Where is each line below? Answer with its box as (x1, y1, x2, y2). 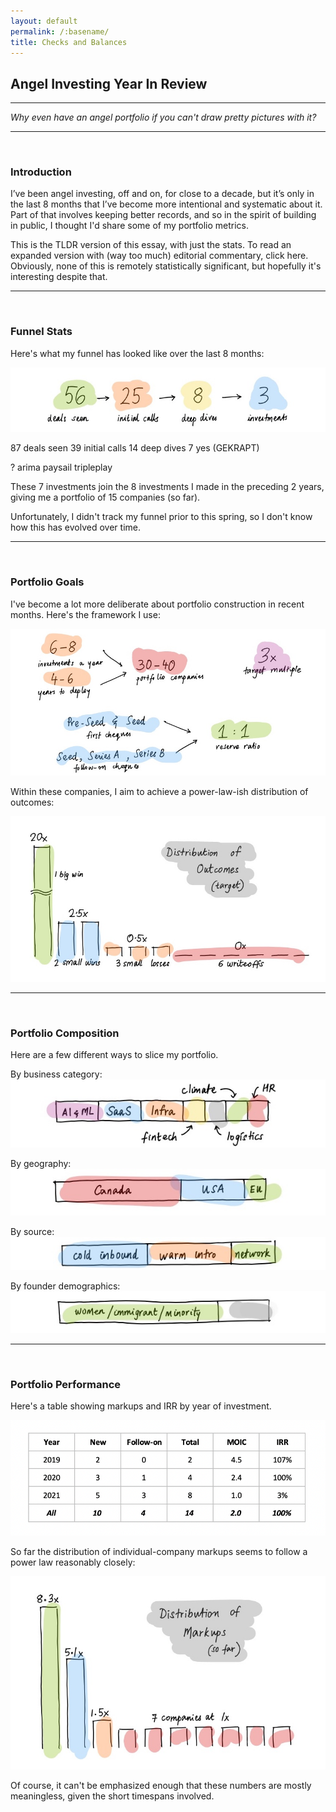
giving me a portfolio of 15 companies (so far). (10, 491, 201, 504)
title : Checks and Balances (10, 37, 128, 47)
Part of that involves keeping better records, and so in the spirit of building (10, 209, 317, 221)
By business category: (10, 1068, 103, 1080)
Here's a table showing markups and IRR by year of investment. (10, 1400, 272, 1412)
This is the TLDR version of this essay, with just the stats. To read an (10, 239, 292, 251)
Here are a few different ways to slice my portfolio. (10, 1049, 219, 1061)
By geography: (10, 1158, 72, 1170)
